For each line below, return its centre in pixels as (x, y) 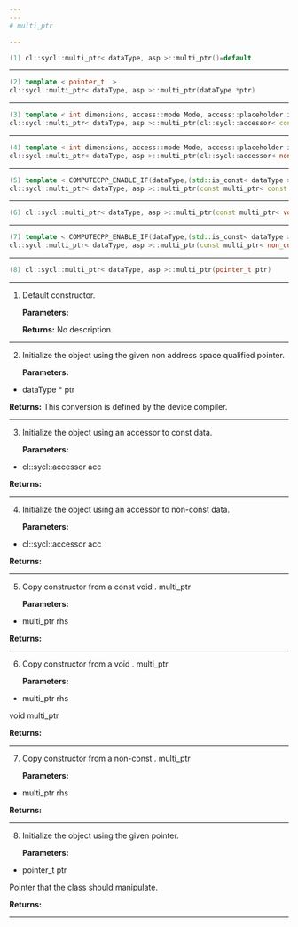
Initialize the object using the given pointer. (100, 835)
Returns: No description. (67, 329)
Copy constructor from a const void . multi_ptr (106, 587)
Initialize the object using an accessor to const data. (117, 432)
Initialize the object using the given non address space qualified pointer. (153, 355)
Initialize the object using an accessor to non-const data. (126, 509)
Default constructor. (59, 295)
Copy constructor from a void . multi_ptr (95, 664)
